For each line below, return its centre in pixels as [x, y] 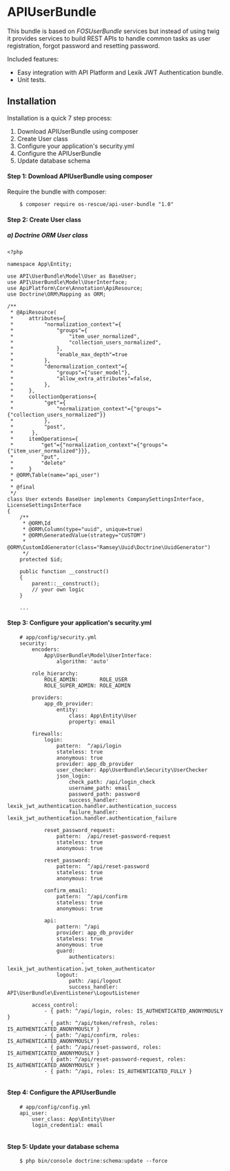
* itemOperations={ [44, 439]
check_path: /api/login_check [112, 782]
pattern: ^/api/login [89, 746]
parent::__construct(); [66, 583]
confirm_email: [66, 890]
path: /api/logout [95, 981]
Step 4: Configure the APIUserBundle [62, 1092]
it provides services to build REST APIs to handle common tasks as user [109, 38]
